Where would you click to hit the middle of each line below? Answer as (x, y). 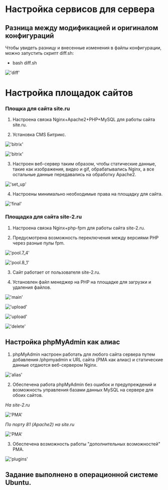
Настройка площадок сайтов (69, 93)
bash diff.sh (25, 63)
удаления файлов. (32, 287)
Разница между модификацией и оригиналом (82, 28)
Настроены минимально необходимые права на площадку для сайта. (88, 194)
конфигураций (30, 35)
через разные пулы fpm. (39, 243)
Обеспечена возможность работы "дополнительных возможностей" (86, 444)
